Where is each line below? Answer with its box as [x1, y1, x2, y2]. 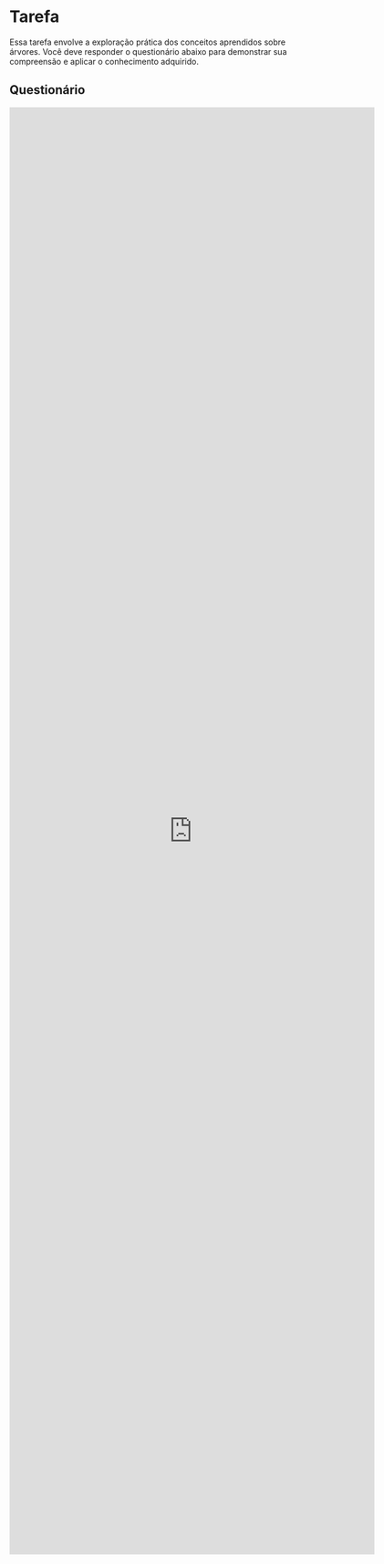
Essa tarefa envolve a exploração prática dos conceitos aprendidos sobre [9, 36, 285, 47]
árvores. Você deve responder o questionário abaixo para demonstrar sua [9, 46, 287, 57]
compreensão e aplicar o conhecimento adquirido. [9, 56, 199, 67]
